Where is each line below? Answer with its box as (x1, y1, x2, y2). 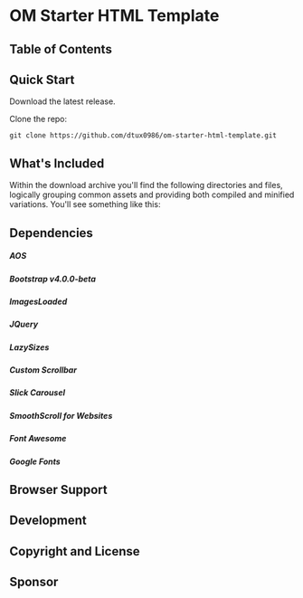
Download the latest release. (9, 96, 116, 107)
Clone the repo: (9, 114, 68, 125)
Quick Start (9, 71, 75, 87)
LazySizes (9, 341, 50, 353)
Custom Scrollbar (9, 365, 77, 375)
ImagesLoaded (9, 296, 68, 307)
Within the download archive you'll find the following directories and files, (9, 180, 283, 191)
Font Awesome (9, 433, 67, 444)
